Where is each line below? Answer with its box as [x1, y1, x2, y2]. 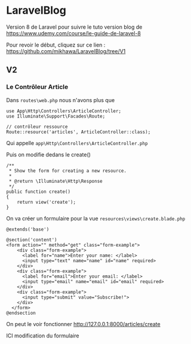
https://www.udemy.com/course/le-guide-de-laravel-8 [6, 29, 141, 36]
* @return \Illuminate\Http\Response [8, 178, 103, 184]
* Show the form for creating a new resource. [8, 168, 127, 174]
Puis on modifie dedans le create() [6, 150, 91, 158]
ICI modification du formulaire [6, 332, 79, 339]
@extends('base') [6, 226, 50, 232]
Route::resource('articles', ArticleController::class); [6, 129, 151, 135]
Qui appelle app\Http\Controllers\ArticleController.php [6, 139, 148, 146]
